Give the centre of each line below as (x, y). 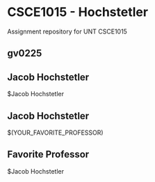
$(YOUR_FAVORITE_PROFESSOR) (55, 132)
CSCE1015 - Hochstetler (77, 12)
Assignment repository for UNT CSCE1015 (67, 31)
